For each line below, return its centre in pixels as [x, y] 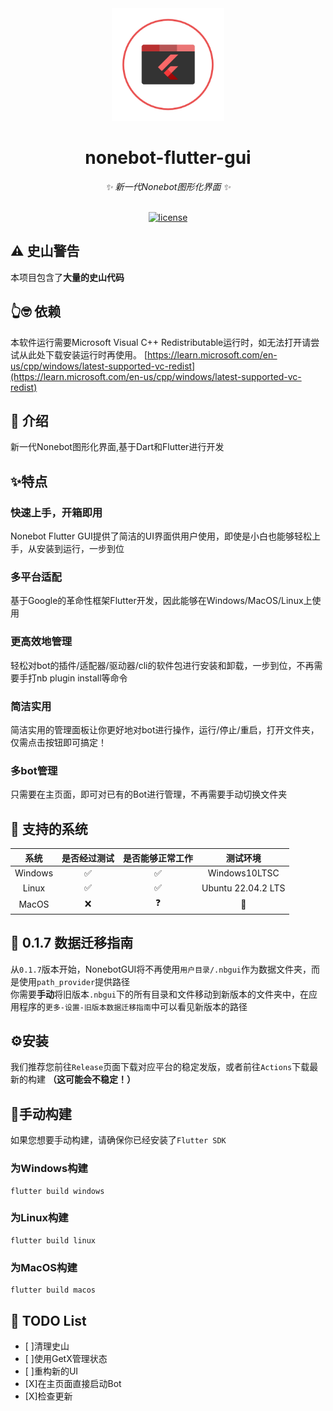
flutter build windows [57, 1191]
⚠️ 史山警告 [45, 251]
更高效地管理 [41, 642]
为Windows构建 [49, 1169]
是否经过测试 [88, 858]
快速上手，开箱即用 [56, 512]
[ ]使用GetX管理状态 [66, 1358]
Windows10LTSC [243, 873]
